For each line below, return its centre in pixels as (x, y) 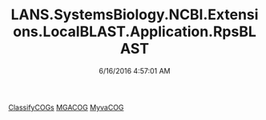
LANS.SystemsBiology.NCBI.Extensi (135, 15)
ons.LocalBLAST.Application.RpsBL (135, 32)
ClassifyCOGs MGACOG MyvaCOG (66, 107)
